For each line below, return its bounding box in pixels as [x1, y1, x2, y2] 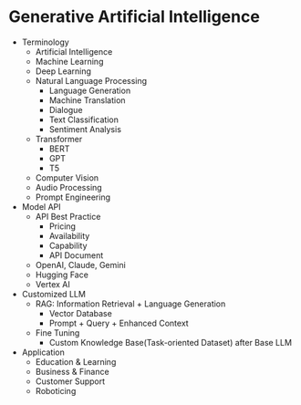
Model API [21, 201, 61, 212]
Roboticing [35, 385, 77, 396]
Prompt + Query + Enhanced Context [48, 317, 189, 328]
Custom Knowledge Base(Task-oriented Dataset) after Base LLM [48, 337, 293, 348]
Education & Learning [35, 356, 117, 367]
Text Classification [48, 114, 119, 125]
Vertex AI [35, 278, 70, 289]
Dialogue [48, 104, 83, 115]
